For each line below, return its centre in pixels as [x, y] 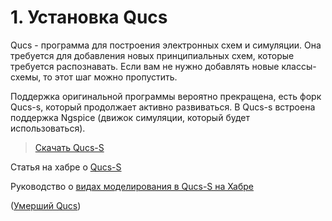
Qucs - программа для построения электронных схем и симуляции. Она [166, 45]
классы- [299, 66]
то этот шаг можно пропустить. [110, 77]
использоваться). [48, 128]
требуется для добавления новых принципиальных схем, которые [152, 55]
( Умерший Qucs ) [46, 205]
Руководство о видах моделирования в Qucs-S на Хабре [132, 186]
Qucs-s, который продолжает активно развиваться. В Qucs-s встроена [163, 107]
